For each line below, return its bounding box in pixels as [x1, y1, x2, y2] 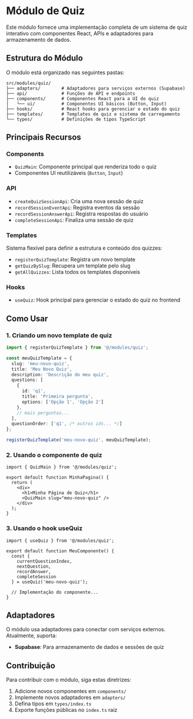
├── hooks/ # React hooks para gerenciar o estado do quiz [6, 106, 181, 112]
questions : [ [11, 377, 44, 383]
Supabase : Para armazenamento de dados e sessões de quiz [14, 644, 165, 651]
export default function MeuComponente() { [6, 548, 115, 554]
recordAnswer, [16, 568, 51, 575]
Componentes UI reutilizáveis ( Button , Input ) [14, 170, 124, 177]
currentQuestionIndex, [16, 558, 72, 564]
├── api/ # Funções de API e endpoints [6, 90, 135, 97]
